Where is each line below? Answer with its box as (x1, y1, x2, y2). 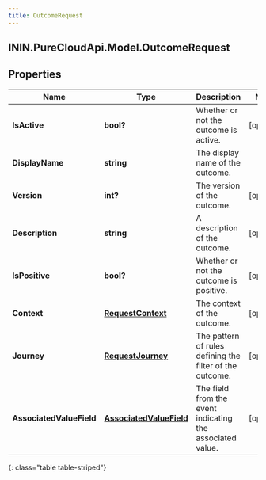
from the (196, 393, 228, 404)
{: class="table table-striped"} (8, 463, 107, 472)
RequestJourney (104, 350, 169, 361)
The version (196, 180, 241, 191)
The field (196, 383, 230, 394)
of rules (196, 340, 225, 351)
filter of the (196, 360, 237, 371)
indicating (196, 413, 233, 424)
